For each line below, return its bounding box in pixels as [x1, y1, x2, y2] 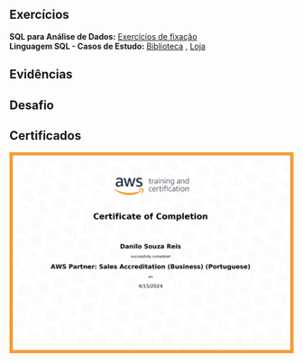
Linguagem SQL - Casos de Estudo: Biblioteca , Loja [9, 41, 206, 51]
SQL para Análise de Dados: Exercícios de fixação [9, 31, 197, 41]
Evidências [9, 67, 73, 82]
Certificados [9, 128, 82, 143]
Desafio [9, 97, 54, 113]
